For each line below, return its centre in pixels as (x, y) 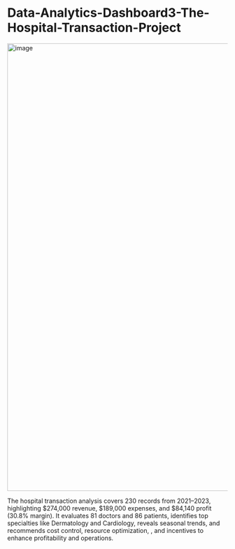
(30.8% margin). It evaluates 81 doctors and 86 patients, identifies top (108, 515)
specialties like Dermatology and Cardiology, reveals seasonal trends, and (114, 523)
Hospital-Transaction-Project (94, 28)
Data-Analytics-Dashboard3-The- (108, 13)
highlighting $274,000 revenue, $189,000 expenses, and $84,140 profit (109, 508)
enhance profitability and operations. (60, 538)
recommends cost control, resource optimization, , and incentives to (106, 530)
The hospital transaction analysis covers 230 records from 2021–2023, (109, 501)
